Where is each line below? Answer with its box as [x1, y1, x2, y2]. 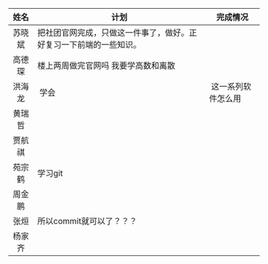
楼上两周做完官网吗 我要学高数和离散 [37, 60, 175, 71]
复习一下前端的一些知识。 [45, 39, 142, 50]
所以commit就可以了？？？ [37, 215, 138, 227]
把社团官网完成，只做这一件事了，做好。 [37, 27, 190, 38]
